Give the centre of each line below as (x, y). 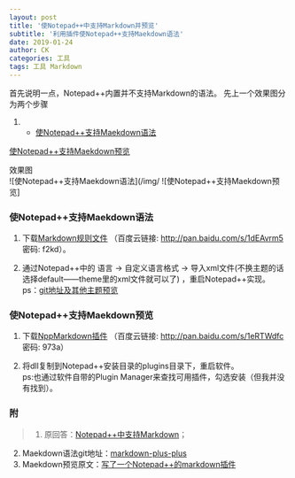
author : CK (29, 50)
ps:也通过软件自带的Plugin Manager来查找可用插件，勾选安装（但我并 (149, 377)
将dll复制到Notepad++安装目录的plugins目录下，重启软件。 (130, 366)
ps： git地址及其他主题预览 (70, 290)
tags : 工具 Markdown (46, 67)
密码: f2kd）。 (46, 250)
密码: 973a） (45, 347)
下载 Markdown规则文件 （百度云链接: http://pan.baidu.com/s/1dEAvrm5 (152, 238)
